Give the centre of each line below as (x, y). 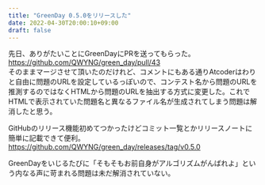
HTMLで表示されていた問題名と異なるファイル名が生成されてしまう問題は (129, 102)
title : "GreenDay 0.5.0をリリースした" (70, 15)
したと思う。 (36, 111)
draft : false (30, 30)
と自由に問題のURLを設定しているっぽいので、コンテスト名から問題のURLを (133, 82)
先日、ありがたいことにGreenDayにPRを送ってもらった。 (102, 54)
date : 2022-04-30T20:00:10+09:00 (63, 23)
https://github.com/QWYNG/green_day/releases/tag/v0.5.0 (104, 147)
